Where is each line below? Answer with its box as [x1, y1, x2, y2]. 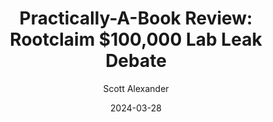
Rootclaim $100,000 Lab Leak [9, 28, 263, 51]
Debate [105, 50, 167, 72]
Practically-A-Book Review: [19, 7, 253, 30]
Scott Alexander [102, 82, 170, 94]
